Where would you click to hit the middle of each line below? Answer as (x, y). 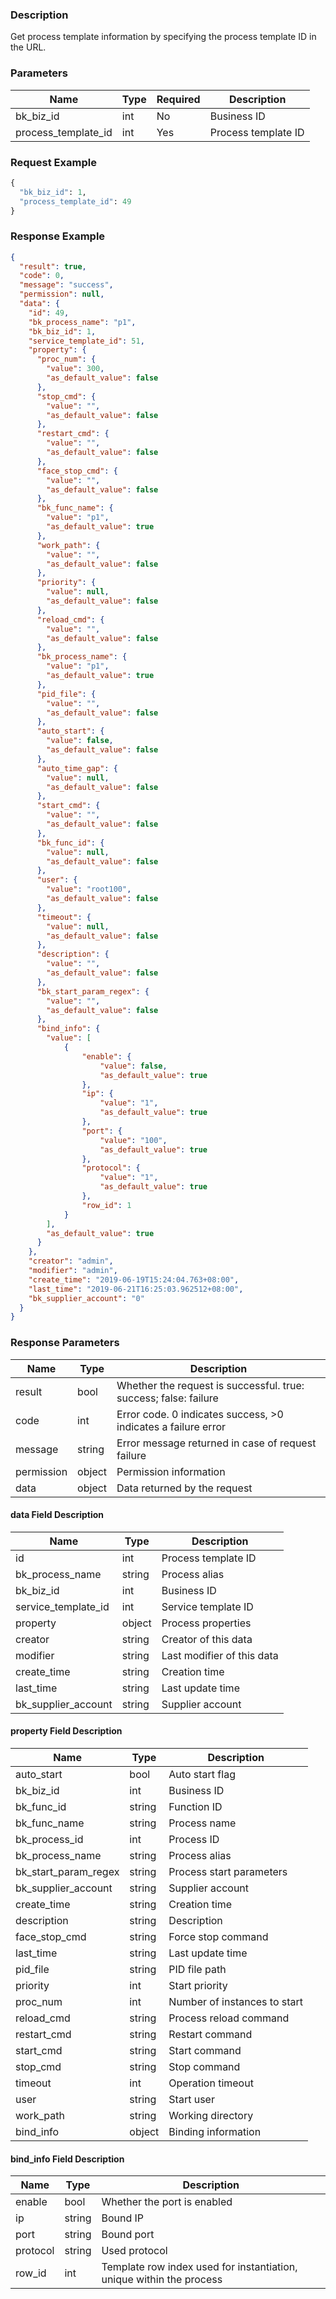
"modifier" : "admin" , (73, 1271)
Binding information (215, 2132)
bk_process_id (49, 1840)
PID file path (197, 1970)
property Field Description (66, 1731)
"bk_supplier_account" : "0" (86, 1298)
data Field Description (57, 1515)
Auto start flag (202, 1775)
